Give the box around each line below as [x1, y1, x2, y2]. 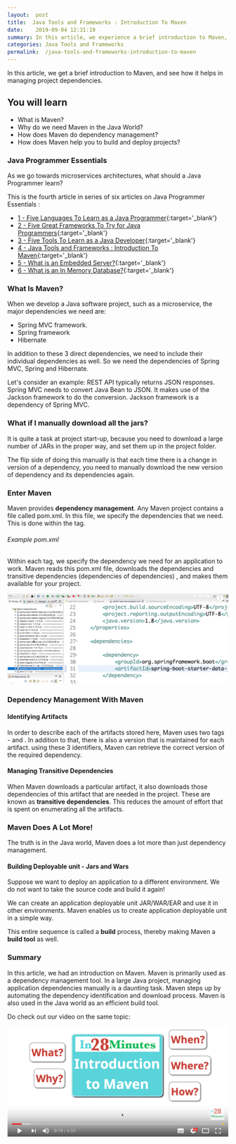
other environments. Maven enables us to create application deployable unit [7, 906, 227, 915]
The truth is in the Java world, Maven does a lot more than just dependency [7, 839, 226, 847]
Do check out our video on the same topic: [7, 1012, 131, 1021]
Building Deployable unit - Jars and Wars [7, 862, 129, 871]
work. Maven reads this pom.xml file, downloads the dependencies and [7, 565, 214, 573]
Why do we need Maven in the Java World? [17, 123, 143, 131]
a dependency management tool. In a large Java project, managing [7, 976, 202, 985]
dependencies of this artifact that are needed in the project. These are [7, 789, 211, 798]
